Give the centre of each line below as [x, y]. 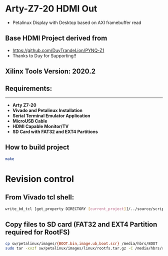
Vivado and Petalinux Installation [47, 110]
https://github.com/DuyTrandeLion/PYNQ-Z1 [58, 50]
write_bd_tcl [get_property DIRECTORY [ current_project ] [66, 209]
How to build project [37, 147]
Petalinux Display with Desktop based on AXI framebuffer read [77, 22]
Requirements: [29, 88]
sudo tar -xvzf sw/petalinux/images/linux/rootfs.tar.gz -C [69, 248]
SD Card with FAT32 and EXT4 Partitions [55, 131]
